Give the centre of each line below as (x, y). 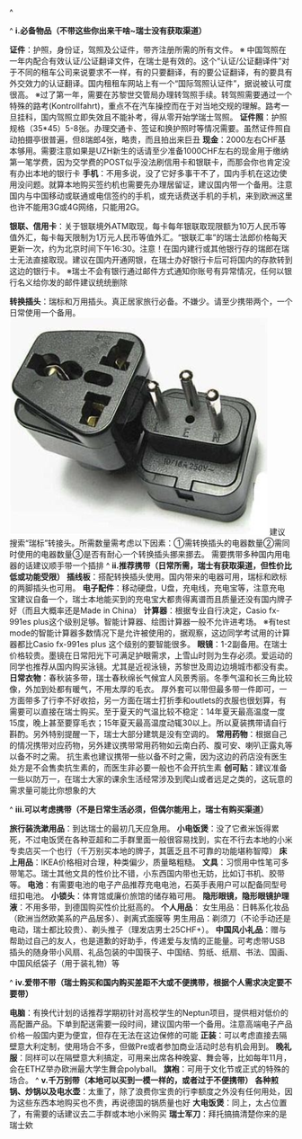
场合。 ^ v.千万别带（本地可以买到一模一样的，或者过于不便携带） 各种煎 (144, 1080)
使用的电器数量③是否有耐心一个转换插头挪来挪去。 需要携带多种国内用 (150, 554)
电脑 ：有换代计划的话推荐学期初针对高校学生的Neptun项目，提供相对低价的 (149, 1013)
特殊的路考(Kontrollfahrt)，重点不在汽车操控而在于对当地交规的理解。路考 (145, 106)
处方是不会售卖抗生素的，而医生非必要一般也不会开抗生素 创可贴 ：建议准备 (148, 768)
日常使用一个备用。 (45, 312)
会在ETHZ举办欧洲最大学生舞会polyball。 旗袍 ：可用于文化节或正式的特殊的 (150, 1069)
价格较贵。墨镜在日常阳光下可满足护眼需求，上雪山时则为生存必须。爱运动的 (151, 655)
